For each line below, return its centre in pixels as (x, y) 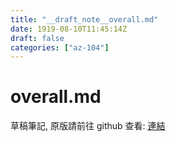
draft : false (37, 38)
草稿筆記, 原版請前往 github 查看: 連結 (88, 126)
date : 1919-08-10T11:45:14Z (69, 29)
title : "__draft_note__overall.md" (84, 19)
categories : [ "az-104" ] (60, 47)
